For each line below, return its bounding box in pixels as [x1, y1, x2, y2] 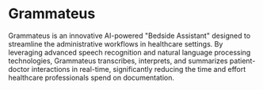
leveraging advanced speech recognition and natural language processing [8, 47, 251, 57]
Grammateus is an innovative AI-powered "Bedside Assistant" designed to [8, 31, 251, 40]
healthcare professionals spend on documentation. [8, 73, 175, 82]
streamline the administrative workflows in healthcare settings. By [8, 39, 223, 48]
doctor [8, 64, 30, 73]
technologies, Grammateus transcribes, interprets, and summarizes [8, 56, 228, 66]
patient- [229, 56, 256, 66]
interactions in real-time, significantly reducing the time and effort [31, 64, 246, 73]
